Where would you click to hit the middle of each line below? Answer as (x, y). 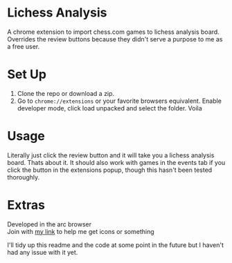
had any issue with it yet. (43, 252)
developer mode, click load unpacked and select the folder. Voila (109, 108)
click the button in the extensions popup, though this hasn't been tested (110, 170)
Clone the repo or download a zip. (66, 93)
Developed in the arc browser (50, 224)
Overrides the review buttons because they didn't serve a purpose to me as (115, 39)
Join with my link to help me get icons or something (81, 231)
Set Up (27, 75)
